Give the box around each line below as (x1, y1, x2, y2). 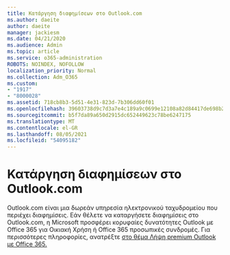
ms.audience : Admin (7, 42, 63, 49)
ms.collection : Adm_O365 (7, 73, 78, 81)
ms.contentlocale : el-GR (7, 124, 78, 131)
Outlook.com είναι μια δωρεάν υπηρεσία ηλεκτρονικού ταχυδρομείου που (7, 204, 218, 212)
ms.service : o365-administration (7, 55, 103, 62)
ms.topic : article (7, 49, 60, 55)
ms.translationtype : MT (7, 118, 75, 125)
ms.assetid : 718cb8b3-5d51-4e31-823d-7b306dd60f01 (7, 99, 155, 106)
